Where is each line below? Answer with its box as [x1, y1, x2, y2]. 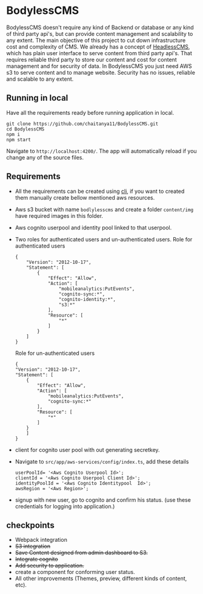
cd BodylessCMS [6, 126, 45, 132]
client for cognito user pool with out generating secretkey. [15, 446, 160, 453]
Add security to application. [15, 562, 85, 569]
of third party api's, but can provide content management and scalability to [6, 30, 193, 37]
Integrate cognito [15, 556, 59, 563]
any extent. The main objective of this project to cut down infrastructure [6, 36, 186, 44]
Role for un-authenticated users [15, 349, 95, 357]
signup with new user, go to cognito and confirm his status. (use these [15, 496, 191, 504]
